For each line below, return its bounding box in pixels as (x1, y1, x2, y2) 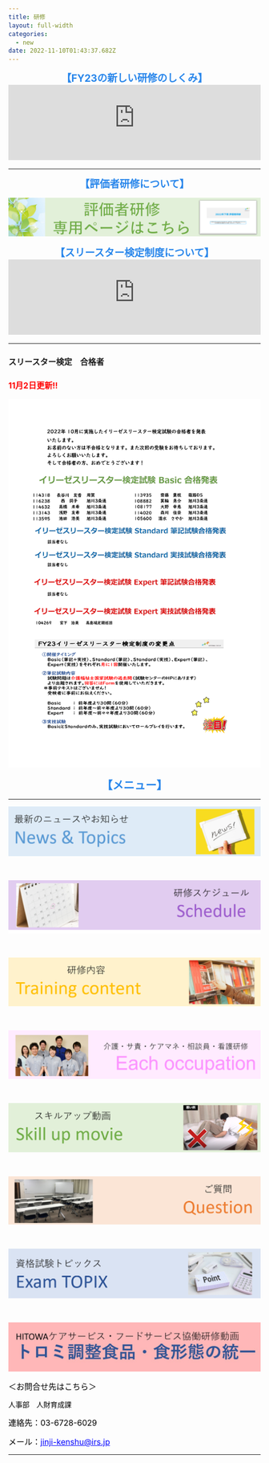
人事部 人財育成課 (8, 1400, 72, 1409)
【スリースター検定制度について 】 (54, 246, 215, 259)
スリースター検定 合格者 (8, 356, 105, 367)
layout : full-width (8, 21, 74, 30)
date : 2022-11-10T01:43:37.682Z (8, 47, 116, 55)
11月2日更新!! (8, 380, 58, 391)
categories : (8, 30, 48, 38)
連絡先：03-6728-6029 (8, 1417, 98, 1428)
